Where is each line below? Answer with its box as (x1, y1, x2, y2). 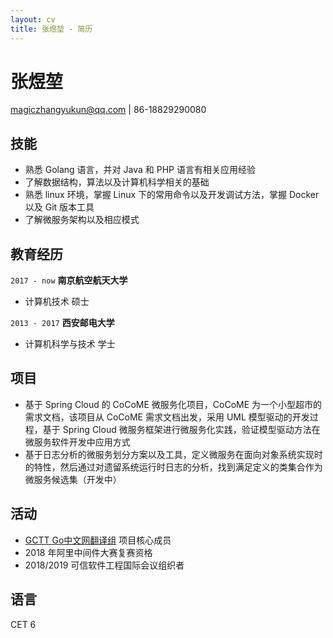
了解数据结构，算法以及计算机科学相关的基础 (24, 176, 210, 188)
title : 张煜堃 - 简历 (10, 24, 93, 34)
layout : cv (10, 14, 56, 25)
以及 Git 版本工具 (24, 201, 95, 213)
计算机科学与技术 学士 (24, 338, 116, 350)
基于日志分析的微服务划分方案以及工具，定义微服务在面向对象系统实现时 (24, 448, 323, 460)
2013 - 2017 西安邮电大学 (10, 317, 115, 329)
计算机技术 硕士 (24, 296, 90, 308)
